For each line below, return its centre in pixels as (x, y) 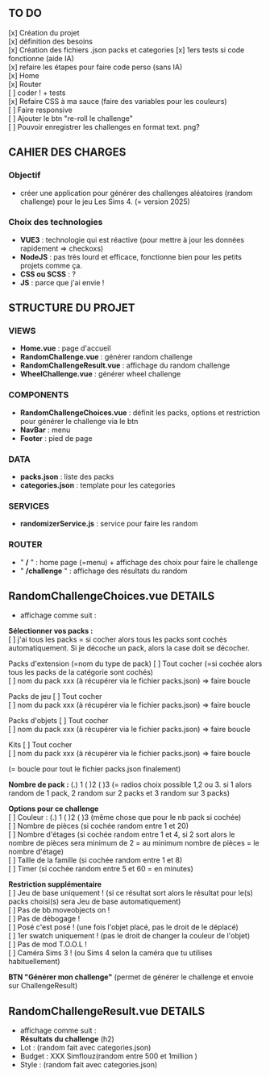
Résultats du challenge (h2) (67, 1039)
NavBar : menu (45, 430)
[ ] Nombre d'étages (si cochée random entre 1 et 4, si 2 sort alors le (122, 834)
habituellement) (34, 962)
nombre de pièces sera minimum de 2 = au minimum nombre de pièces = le (134, 843)
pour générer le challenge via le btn (79, 421)
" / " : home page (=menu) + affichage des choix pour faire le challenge (139, 562)
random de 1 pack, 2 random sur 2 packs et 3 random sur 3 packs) (119, 793)
